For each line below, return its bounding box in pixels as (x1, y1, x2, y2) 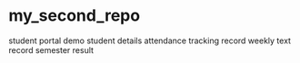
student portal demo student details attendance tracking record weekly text (8, 35, 292, 46)
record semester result (8, 44, 95, 55)
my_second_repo (8, 5, 141, 26)
